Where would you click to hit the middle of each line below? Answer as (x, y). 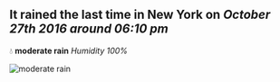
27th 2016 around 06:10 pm (89, 29)
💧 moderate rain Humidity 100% (69, 50)
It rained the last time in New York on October (140, 15)
